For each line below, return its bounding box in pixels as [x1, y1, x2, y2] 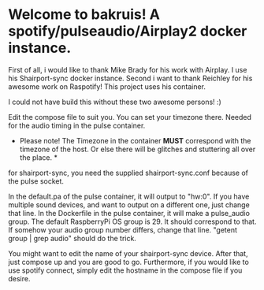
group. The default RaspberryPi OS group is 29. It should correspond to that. [8, 217, 257, 226]
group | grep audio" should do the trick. [8, 233, 136, 243]
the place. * [19, 152, 58, 162]
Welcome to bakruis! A [8, 6, 160, 24]
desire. [8, 273, 31, 283]
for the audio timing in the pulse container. [8, 121, 146, 130]
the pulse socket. [8, 176, 65, 186]
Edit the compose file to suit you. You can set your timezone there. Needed [8, 112, 252, 121]
